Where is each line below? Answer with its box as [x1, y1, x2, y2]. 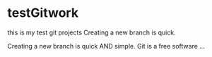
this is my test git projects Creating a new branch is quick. [7, 28, 176, 37]
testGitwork [7, 5, 79, 21]
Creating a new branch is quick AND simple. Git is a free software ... [7, 42, 205, 50]
